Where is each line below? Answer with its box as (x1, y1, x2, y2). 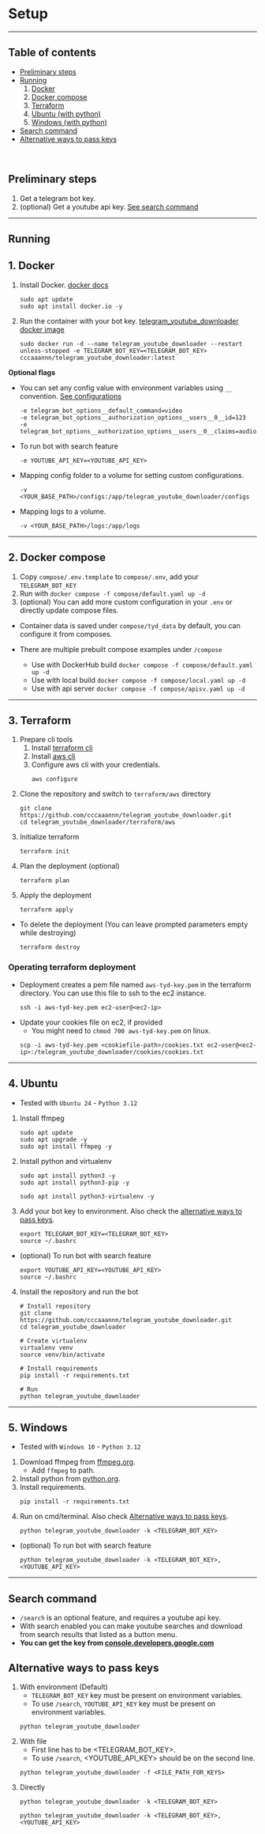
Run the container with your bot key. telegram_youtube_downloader (19, 316, 239, 325)
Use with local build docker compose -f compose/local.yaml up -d (31, 675, 246, 684)
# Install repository (19, 1302, 91, 1310)
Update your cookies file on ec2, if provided (19, 1017, 163, 1027)
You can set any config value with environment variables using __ (19, 383, 233, 392)
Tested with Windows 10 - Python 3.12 (19, 1442, 141, 1452)
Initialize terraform (19, 832, 80, 842)
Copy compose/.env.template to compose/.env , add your (19, 571, 199, 582)
